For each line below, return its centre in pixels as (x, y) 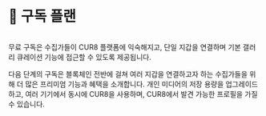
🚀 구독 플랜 (42, 16)
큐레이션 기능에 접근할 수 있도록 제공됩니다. (84, 57)
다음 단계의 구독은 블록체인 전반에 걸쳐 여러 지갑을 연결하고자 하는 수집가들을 (128, 74)
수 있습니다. (27, 104)
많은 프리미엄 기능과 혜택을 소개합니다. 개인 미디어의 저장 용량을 (125, 84)
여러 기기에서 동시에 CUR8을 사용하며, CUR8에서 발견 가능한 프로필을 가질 (141, 94)
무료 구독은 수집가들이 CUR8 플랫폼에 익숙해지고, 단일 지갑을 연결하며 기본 (125, 47)
